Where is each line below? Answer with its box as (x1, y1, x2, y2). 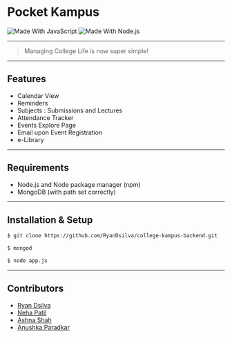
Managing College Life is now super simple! (23, 46, 148, 55)
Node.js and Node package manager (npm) (17, 180, 141, 188)
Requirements (7, 162, 69, 174)
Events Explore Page (17, 121, 77, 129)
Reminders (17, 99, 48, 107)
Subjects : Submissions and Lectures (17, 106, 123, 115)
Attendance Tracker (17, 113, 74, 121)
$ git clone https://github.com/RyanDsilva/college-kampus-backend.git (7, 232, 217, 239)
